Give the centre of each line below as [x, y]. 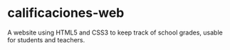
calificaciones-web [66, 13]
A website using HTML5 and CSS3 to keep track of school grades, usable [115, 32]
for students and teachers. [46, 39]
